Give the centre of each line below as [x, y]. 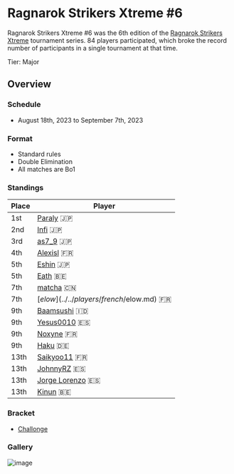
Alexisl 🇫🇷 [55, 253]
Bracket [21, 413]
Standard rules [39, 154]
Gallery [20, 447]
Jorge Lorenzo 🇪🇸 [69, 381]
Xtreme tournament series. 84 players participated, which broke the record [117, 40]
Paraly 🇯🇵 [55, 218]
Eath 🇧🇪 [52, 276]
